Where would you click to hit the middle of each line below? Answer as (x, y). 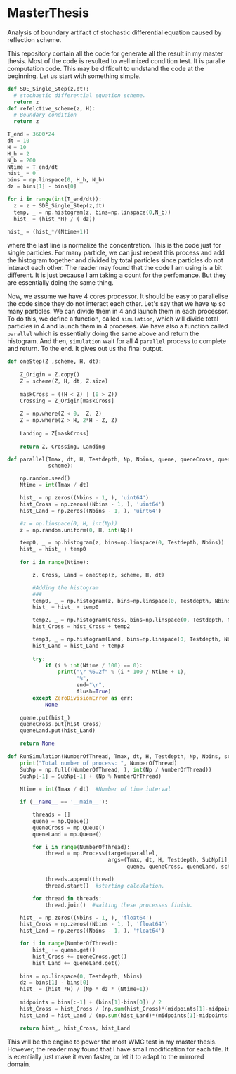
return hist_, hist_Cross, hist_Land (75, 1028)
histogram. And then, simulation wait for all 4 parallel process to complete (117, 341)
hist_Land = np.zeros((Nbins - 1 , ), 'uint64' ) (91, 511)
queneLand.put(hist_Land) (58, 731)
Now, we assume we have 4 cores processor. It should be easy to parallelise (118, 296)
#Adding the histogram (66, 588)
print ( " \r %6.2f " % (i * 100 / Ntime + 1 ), (122, 672)
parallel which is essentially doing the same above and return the (103, 334)
